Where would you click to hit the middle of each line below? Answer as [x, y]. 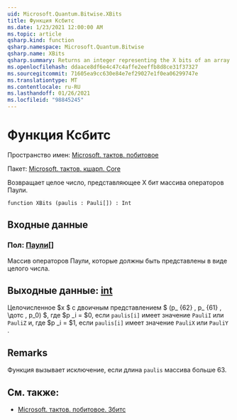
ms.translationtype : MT [43, 80]
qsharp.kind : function [41, 41]
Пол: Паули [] [31, 245]
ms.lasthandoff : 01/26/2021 [49, 93]
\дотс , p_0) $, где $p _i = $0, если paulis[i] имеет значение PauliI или [116, 315]
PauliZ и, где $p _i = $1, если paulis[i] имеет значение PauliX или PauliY [118, 323]
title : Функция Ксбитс [41, 21]
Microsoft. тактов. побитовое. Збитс [72, 409]
